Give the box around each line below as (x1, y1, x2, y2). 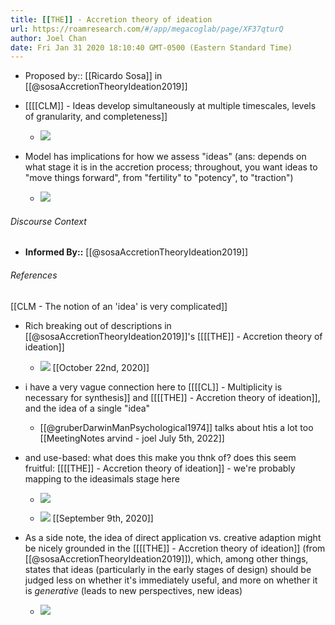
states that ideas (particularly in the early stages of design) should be (24, 563, 312, 575)
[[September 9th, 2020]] (52, 512, 154, 524)
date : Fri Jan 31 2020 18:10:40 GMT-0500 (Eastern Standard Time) (10, 42, 293, 53)
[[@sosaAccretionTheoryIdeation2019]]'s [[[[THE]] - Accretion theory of (24, 330, 323, 342)
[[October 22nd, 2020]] (52, 361, 150, 373)
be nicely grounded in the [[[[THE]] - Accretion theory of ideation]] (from (24, 542, 326, 554)
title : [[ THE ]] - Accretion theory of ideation (10, 14, 213, 25)
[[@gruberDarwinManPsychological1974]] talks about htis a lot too (39, 421, 314, 433)
